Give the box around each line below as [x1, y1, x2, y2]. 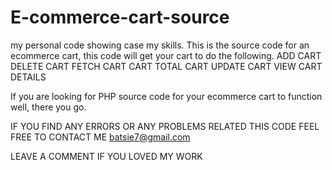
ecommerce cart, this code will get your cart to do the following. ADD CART [10, 49, 322, 61]
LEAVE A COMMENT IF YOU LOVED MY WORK [10, 150, 203, 162]
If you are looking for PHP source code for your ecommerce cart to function [10, 90, 323, 102]
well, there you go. [10, 101, 87, 113]
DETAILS [10, 71, 47, 83]
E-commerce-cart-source [10, 6, 230, 29]
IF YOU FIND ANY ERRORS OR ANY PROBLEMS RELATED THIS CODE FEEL [10, 120, 320, 132]
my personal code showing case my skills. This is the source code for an [10, 39, 310, 51]
